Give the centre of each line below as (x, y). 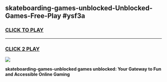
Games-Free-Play (33, 16)
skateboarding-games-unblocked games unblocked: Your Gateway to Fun (83, 69)
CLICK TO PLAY (24, 30)
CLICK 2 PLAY (22, 49)
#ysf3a (74, 16)
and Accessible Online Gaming (38, 74)
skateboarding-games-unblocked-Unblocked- (79, 8)
